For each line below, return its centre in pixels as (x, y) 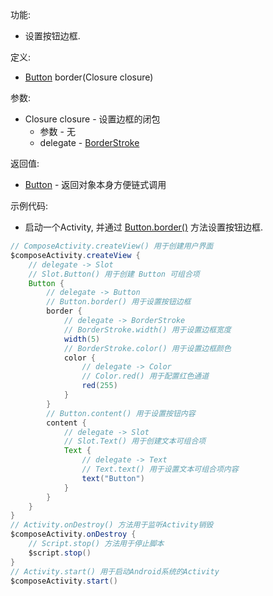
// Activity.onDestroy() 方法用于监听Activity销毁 (112, 525)
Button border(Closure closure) (89, 77)
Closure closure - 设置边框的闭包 (92, 119)
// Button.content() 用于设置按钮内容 (121, 413)
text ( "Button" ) (113, 478)
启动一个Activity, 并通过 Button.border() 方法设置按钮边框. (144, 227)
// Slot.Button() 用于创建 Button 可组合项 (114, 274)
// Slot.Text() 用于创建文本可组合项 (135, 441)
